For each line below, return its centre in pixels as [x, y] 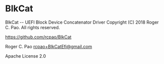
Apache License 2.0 [26, 56]
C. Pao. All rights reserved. [33, 27]
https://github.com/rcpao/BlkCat [38, 37]
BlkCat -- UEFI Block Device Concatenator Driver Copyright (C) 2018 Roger [82, 22]
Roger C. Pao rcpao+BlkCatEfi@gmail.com [49, 46]
